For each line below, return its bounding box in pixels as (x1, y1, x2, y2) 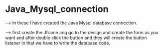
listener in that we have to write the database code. (5, 40, 111, 46)
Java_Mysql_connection (5, 3, 109, 15)
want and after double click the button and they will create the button (5, 35, 147, 41)
